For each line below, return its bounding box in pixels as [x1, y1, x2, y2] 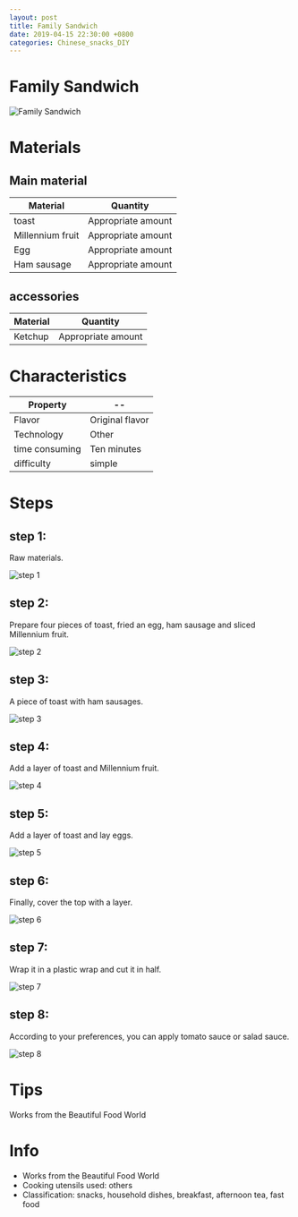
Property [28, 398, 67, 411]
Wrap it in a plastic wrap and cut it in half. [9, 964, 162, 974]
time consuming [13, 442, 81, 455]
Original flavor [89, 413, 149, 426]
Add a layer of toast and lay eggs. [9, 830, 134, 841]
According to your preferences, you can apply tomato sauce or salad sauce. [9, 1031, 290, 1042]
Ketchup [13, 330, 49, 343]
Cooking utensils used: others [21, 1179, 132, 1190]
